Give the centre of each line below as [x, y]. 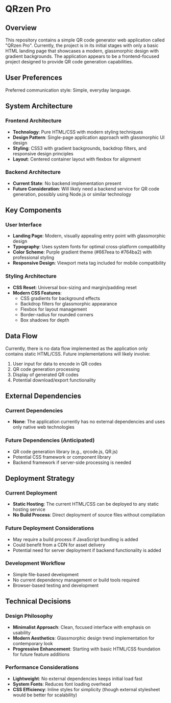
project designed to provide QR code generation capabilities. [69, 62]
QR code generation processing [46, 369]
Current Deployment [31, 493]
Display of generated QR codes [46, 374]
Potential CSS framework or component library [62, 457]
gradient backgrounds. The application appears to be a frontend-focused [82, 56]
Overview [21, 28]
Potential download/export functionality [54, 380]
